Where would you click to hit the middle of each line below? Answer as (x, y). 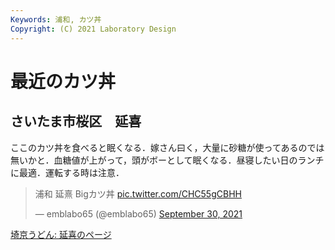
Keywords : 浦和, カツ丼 (56, 19)
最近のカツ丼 (63, 81)
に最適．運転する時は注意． (67, 172)
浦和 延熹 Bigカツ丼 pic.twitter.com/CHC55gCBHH (138, 193)
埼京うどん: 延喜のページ (61, 234)
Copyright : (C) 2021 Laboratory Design (93, 29)
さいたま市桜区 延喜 (76, 121)
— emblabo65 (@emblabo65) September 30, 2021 (138, 213)
